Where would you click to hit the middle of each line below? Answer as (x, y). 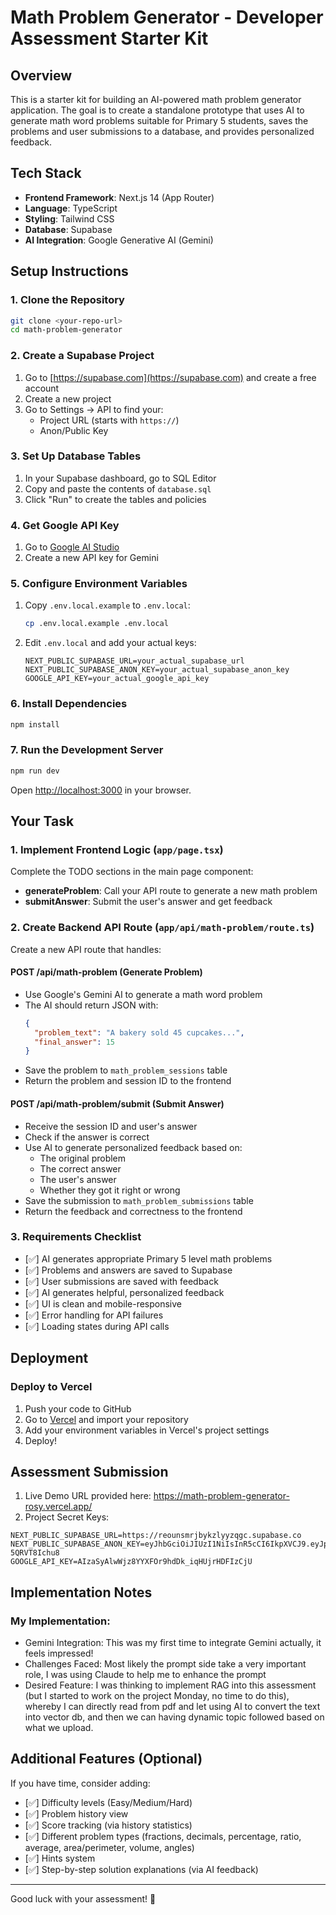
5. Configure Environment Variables (99, 584)
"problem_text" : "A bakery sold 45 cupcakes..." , (139, 1032)
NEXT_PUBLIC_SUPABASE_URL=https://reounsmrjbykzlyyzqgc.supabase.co (156, 1536)
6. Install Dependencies (69, 704)
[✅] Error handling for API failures (94, 1315)
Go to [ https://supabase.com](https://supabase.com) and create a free (170, 377)
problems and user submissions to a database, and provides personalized (162, 131)
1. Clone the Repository (67, 300)
